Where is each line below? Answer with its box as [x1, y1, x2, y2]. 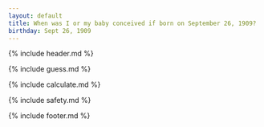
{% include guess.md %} [8, 64, 91, 74]
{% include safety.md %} [8, 96, 91, 105]
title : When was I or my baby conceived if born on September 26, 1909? [8, 19, 257, 27]
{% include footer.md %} [8, 111, 91, 121]
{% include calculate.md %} [8, 80, 101, 89]
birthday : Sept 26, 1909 [8, 27, 91, 35]
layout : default [8, 11, 63, 20]
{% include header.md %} [8, 49, 94, 59]
